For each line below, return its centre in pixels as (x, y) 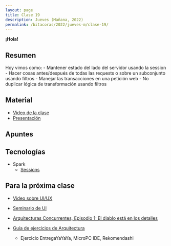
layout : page (19, 10)
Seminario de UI (30, 208)
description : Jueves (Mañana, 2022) (44, 20)
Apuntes (19, 134)
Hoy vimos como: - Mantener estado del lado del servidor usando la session (86, 68)
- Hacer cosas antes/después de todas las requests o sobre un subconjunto (85, 73)
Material (19, 100)
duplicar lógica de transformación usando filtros (56, 84)
